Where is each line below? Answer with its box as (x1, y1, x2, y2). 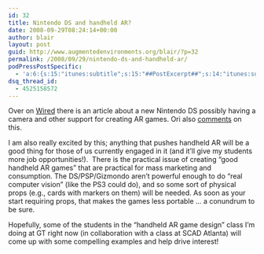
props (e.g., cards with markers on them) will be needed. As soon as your (8, 188, 246, 197)
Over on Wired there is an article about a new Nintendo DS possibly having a (8, 106, 256, 116)
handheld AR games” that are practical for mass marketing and (8, 163, 212, 173)
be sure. (8, 205, 35, 215)
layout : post (8, 41, 51, 49)
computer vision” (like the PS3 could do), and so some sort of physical (8, 180, 236, 190)
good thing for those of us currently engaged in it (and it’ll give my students (8, 146, 253, 156)
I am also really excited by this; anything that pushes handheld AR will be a (8, 138, 250, 148)
